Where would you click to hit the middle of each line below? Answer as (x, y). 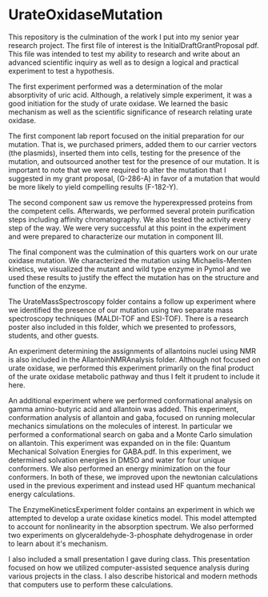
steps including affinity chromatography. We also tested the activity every (130, 219)
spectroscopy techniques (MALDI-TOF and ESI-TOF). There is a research (129, 319)
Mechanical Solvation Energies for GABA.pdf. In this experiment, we (120, 451)
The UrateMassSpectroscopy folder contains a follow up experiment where (132, 301)
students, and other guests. (54, 335)
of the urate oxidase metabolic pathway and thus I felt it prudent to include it (134, 376)
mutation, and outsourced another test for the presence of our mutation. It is (134, 161)
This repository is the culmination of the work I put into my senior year (124, 37)
